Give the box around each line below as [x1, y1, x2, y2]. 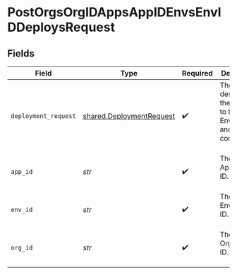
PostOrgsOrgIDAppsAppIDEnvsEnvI [7, 4, 221, 21]
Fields [7, 47, 35, 59]
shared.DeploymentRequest [83, 111, 175, 121]
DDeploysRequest [7, 19, 115, 35]
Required [181, 69, 213, 78]
